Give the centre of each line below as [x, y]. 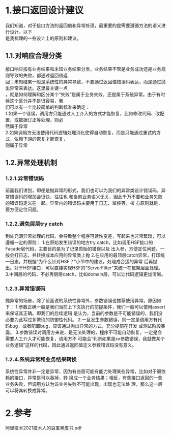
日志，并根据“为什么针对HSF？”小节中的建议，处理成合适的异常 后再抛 [83, 261]
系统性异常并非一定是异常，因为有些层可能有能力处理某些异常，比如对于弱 [83, 371]
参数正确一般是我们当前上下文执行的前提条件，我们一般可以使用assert [92, 307]
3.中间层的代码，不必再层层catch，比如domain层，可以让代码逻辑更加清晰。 [85, 274]
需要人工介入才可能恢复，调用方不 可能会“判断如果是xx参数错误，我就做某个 [85, 339]
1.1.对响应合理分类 [34, 56]
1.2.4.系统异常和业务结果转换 [41, 359]
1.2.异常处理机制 [31, 163]
